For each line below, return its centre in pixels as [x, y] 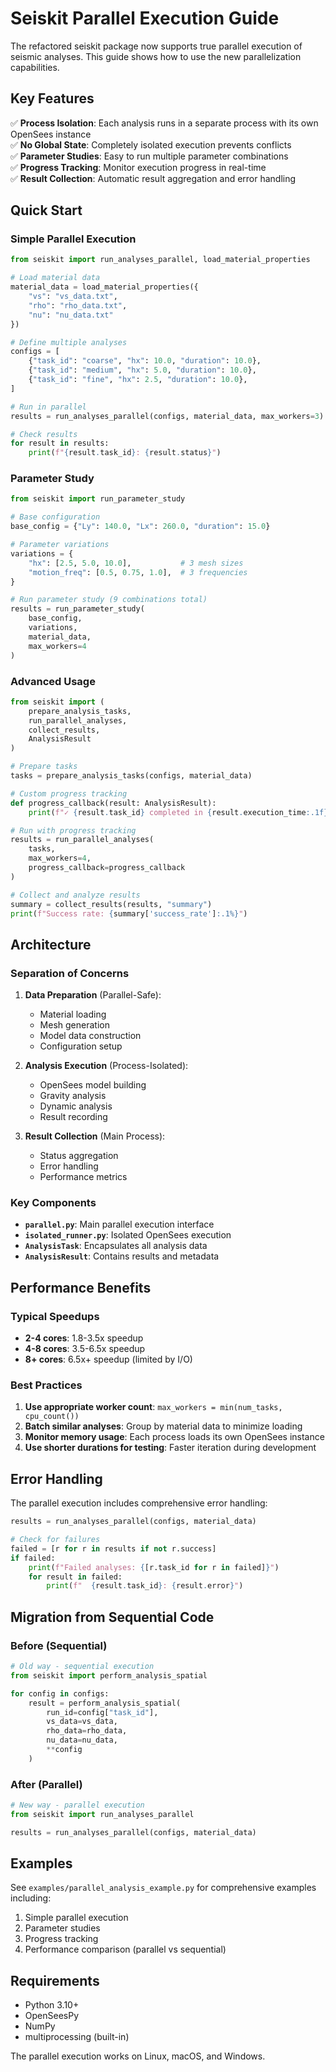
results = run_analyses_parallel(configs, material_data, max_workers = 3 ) [167, 416]
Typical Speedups [55, 1316]
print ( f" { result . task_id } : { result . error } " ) [145, 1586]
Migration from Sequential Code [112, 1617]
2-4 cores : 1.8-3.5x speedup [84, 1338]
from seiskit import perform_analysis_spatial [109, 1675]
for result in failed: [75, 1577]
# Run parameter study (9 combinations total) [109, 600]
